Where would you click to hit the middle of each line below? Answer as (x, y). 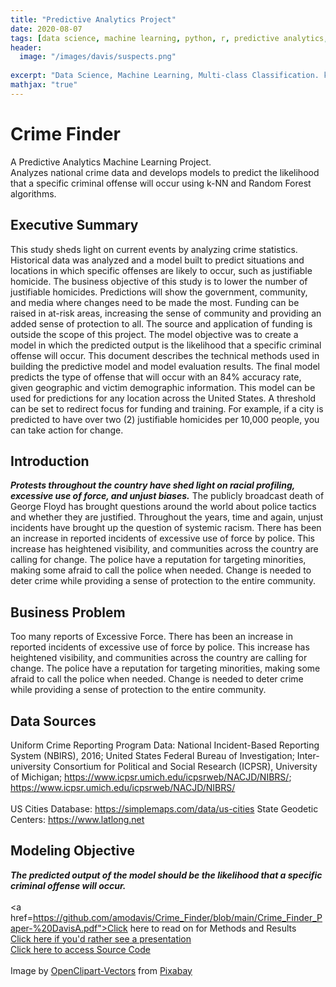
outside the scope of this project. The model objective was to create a (154, 334)
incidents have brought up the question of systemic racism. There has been (166, 528)
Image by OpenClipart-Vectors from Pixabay (101, 970)
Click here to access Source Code (80, 949)
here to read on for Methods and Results (213, 928)
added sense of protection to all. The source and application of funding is (161, 323)
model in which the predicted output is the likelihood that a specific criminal (166, 345)
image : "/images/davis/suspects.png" (98, 57)
